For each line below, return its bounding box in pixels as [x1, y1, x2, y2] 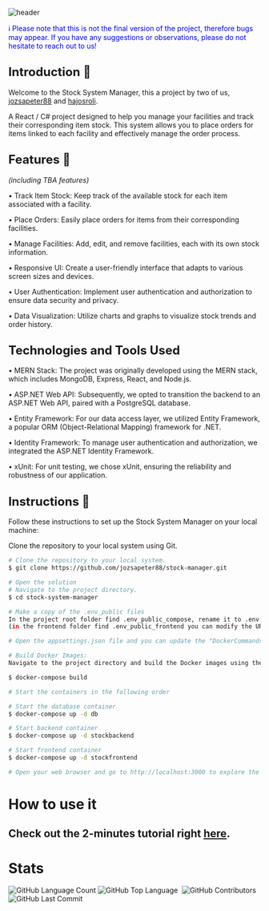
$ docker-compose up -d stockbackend [8, 732, 134, 740]
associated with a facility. [8, 199, 92, 208]
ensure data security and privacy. [8, 295, 119, 304]
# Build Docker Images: [8, 651, 88, 660]
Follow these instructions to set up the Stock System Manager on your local [8, 517, 258, 526]
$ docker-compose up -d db [8, 710, 98, 718]
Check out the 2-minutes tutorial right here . [8, 827, 231, 840]
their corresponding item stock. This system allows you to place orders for [8, 120, 254, 130]
